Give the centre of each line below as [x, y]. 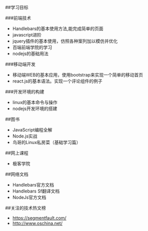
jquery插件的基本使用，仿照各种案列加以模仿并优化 [65, 41]
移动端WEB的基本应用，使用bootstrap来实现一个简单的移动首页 [78, 75]
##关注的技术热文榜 [25, 208]
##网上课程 [17, 153]
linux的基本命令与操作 [35, 102]
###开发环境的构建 [25, 92]
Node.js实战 [25, 136]
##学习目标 [17, 7]
